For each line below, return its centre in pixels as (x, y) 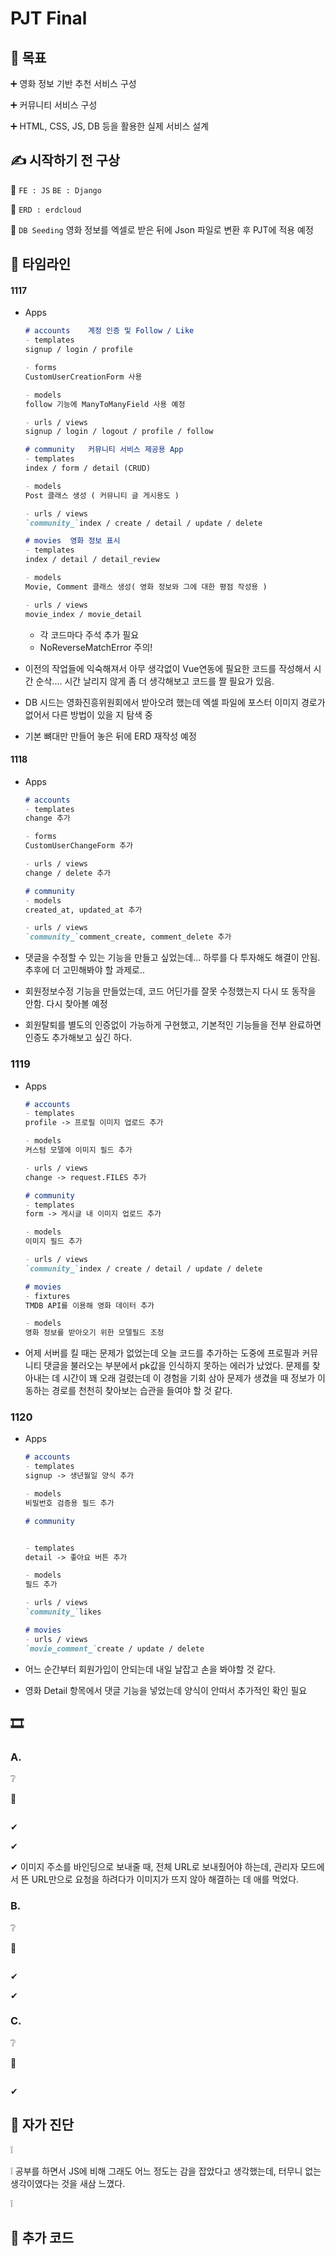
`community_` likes (63, 1612)
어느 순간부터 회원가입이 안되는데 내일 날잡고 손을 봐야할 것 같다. (150, 1669)
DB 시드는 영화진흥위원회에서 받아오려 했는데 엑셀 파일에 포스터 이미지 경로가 (175, 702)
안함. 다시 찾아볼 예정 (66, 1004)
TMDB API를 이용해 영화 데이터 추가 (89, 1305)
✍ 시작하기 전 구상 (65, 160)
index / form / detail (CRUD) (88, 468)
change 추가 (47, 818)
